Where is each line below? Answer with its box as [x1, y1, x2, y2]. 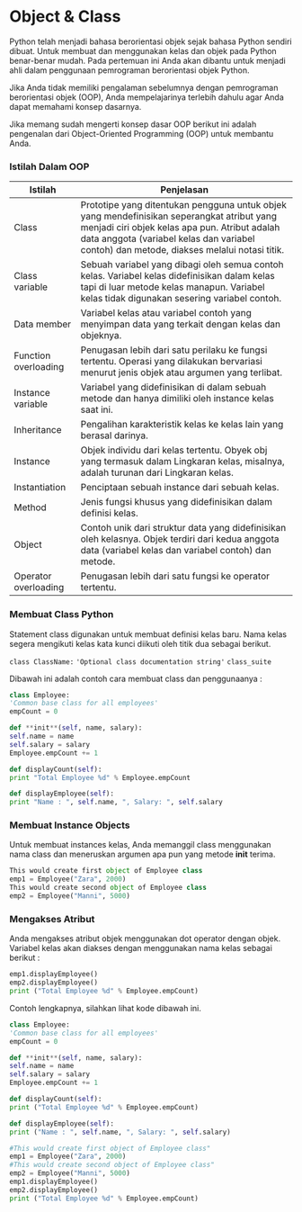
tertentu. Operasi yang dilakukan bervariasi [80, 355, 262, 368]
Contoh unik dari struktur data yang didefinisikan [80, 522, 287, 534]
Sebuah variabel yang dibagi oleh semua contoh [80, 258, 285, 271]
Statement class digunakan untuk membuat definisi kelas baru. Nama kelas [9, 628, 288, 640]
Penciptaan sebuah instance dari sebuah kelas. [80, 481, 280, 494]
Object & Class [9, 6, 121, 27]
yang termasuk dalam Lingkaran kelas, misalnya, [80, 455, 285, 468]
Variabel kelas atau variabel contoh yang [80, 307, 252, 319]
